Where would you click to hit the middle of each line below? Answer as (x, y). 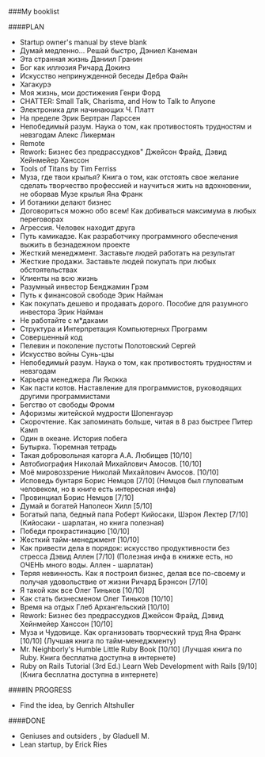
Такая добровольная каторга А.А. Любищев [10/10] (106, 455)
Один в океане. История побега (74, 438)
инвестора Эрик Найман (61, 312)
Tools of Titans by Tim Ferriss (68, 169)
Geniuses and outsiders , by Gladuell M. (85, 736)
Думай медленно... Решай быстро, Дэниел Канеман (108, 50)
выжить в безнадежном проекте (75, 244)
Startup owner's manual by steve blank (83, 42)
